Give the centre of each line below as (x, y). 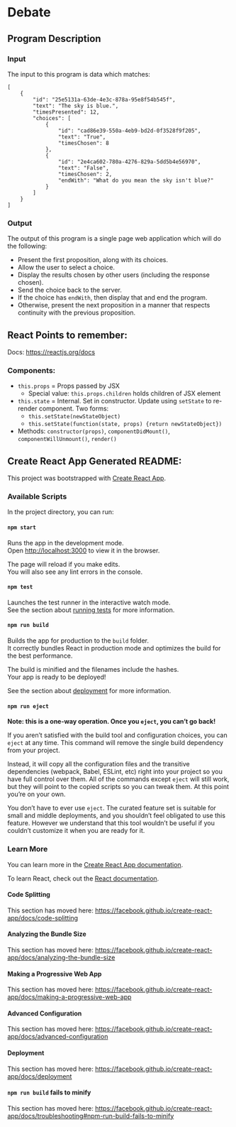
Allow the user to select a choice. (66, 268)
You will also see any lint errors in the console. (75, 572)
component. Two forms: (74, 408)
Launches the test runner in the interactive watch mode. (89, 602)
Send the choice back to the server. (69, 290)
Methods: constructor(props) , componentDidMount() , (94, 431)
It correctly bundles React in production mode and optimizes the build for (114, 648)
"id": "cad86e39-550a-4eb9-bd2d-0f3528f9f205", (129, 131)
